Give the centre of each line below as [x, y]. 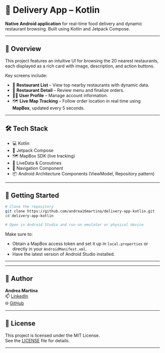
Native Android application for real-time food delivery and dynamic [74, 24]
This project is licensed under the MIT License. [53, 335]
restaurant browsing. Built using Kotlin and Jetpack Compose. [68, 28]
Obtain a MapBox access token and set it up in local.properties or [80, 244]
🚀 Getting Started [32, 195]
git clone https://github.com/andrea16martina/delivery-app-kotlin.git [80, 211]
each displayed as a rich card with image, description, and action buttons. [80, 66]
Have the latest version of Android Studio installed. [64, 254]
